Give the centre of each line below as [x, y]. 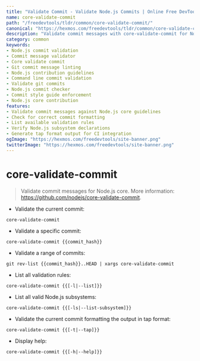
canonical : [20, 28]
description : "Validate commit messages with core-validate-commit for [97, 34]
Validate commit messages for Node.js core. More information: [97, 191]
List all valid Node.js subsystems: [56, 297]
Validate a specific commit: [48, 231]
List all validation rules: [43, 274]
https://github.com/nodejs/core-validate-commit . [81, 197]
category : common [28, 39]
